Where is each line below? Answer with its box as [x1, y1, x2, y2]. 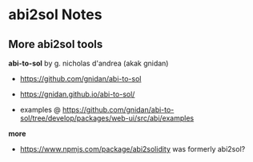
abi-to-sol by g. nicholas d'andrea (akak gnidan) [8, 58, 169, 68]
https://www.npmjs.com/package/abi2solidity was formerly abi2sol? [19, 144, 246, 153]
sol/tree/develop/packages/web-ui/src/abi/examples [19, 113, 195, 123]
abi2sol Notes [8, 6, 102, 24]
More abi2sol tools [8, 38, 103, 51]
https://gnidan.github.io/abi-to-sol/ [19, 89, 135, 99]
